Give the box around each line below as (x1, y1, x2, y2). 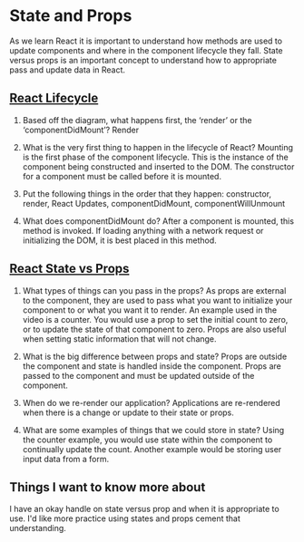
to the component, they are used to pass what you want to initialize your (22, 295, 293, 305)
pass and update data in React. (9, 64, 125, 75)
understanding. (9, 523, 66, 534)
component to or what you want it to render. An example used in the (22, 305, 278, 315)
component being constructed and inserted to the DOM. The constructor (22, 160, 295, 172)
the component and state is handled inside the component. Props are (22, 360, 281, 372)
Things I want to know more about (9, 479, 206, 495)
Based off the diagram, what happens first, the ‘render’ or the (22, 114, 252, 125)
